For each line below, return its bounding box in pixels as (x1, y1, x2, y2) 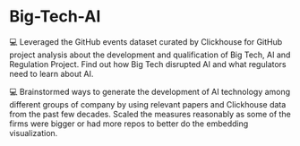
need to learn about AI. (9, 68, 94, 79)
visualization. (9, 127, 58, 138)
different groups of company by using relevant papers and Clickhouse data (9, 99, 287, 109)
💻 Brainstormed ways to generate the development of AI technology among (9, 86, 291, 97)
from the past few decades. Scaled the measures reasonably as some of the (9, 108, 291, 119)
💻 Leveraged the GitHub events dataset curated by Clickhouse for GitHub (9, 36, 283, 47)
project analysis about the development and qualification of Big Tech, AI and (9, 49, 291, 60)
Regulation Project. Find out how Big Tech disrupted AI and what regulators (9, 58, 287, 69)
